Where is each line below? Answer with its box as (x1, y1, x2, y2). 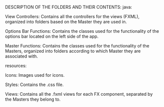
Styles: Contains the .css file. (5, 82, 64, 87)
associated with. (5, 53, 38, 59)
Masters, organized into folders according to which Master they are (5, 48, 141, 54)
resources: (5, 63, 27, 68)
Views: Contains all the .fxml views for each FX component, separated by (5, 91, 153, 97)
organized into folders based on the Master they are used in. (5, 19, 127, 24)
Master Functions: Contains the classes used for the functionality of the (5, 43, 149, 48)
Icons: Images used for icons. (5, 72, 65, 78)
